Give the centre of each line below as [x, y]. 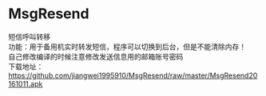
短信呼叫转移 [29, 36]
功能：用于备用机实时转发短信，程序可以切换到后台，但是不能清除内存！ [127, 46]
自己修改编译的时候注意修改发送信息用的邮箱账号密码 [96, 56]
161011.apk [26, 83]
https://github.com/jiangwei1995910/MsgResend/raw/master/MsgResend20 [133, 75]
